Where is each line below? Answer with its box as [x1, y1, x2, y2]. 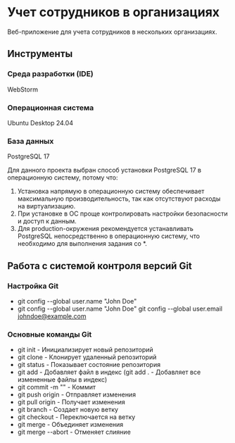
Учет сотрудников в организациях [7, 4, 220, 20]
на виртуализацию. [17, 202, 76, 211]
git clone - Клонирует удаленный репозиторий [17, 353, 157, 361]
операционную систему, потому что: [7, 173, 118, 182]
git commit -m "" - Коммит [17, 383, 96, 392]
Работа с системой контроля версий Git [7, 260, 192, 272]
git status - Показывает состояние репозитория [17, 361, 160, 369]
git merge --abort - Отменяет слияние [17, 428, 132, 437]
